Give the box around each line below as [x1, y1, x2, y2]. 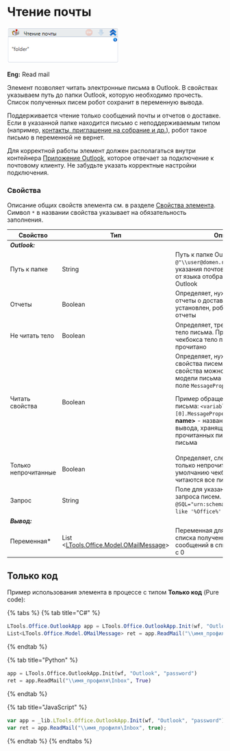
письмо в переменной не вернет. [7, 133, 105, 141]
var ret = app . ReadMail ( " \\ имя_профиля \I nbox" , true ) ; [7, 724, 167, 731]
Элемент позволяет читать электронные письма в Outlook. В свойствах [7, 83, 218, 91]
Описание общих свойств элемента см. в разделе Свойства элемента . [7, 201, 216, 209]
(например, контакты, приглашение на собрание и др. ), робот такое [7, 126, 207, 134]
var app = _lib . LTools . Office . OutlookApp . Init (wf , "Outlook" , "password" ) [7, 717, 225, 724]
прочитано [175, 343, 207, 351]
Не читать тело [10, 332, 55, 340]
